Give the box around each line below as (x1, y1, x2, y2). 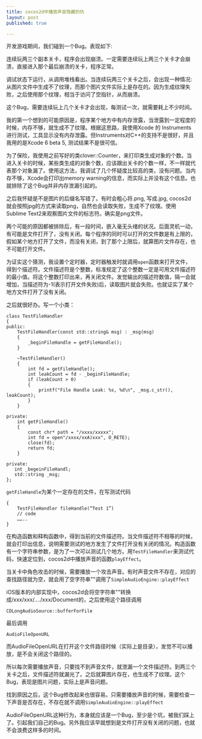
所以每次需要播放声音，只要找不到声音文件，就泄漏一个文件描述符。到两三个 (6, 663, 196, 670)
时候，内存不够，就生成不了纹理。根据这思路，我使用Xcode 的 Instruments (6, 124, 192, 132)
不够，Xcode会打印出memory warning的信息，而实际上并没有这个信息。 (11, 174, 191, 182)
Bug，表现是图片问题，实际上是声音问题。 (6, 678, 111, 685)
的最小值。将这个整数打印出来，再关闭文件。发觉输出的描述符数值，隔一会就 (6, 273, 196, 281)
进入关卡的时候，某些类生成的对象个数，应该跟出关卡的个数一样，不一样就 (6, 159, 191, 167)
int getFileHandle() (17, 419, 69, 425)
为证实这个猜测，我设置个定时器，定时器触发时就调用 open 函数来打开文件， (6, 258, 191, 265)
